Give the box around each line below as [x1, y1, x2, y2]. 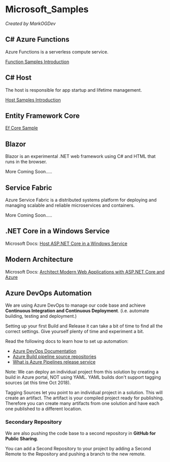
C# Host [5, 73, 32, 82]
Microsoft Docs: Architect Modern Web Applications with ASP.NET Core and [5, 268, 165, 275]
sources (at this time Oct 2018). [5, 379, 71, 386]
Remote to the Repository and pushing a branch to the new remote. [5, 451, 146, 457]
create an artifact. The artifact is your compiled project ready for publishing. [5, 395, 164, 401]
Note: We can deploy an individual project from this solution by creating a [5, 369, 159, 375]
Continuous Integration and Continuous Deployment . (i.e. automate [5, 308, 150, 314]
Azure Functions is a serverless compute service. [5, 48, 109, 55]
